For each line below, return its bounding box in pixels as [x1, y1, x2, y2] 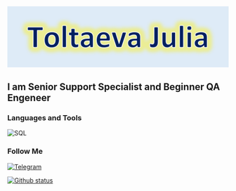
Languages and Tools [7, 113, 82, 123]
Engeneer [7, 92, 51, 104]
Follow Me [7, 147, 44, 157]
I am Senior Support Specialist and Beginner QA [7, 81, 221, 93]
